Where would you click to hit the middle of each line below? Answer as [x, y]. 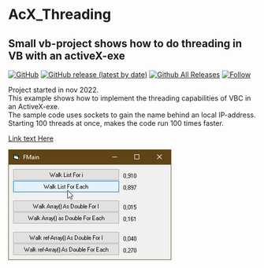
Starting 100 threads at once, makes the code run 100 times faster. [116, 123]
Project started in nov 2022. [54, 90]
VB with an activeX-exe [67, 55]
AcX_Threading [60, 15]
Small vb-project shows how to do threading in [125, 44]
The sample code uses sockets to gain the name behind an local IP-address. [132, 115]
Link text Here [31, 138]
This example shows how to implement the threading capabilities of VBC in [130, 98]
